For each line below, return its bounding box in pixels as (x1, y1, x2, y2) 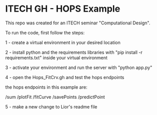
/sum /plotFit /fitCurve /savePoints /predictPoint (5, 94, 105, 100)
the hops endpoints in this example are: (5, 84, 88, 90)
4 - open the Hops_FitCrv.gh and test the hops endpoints (5, 74, 125, 80)
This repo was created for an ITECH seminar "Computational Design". (5, 20, 150, 26)
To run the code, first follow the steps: (5, 29, 85, 35)
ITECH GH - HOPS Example (5, 3, 121, 15)
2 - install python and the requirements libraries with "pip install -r (5, 49, 143, 55)
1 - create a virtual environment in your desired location (5, 39, 121, 46)
